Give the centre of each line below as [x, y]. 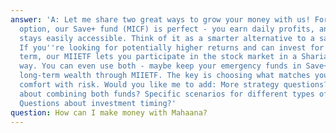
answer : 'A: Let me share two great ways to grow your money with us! [160, 19]
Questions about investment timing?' [98, 103]
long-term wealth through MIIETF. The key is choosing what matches [165, 76]
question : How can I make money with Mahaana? [109, 112]
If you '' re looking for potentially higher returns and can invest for [172, 47]
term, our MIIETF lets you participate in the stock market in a [158, 57]
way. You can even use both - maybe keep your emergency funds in [160, 66]
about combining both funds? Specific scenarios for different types [167, 94]
